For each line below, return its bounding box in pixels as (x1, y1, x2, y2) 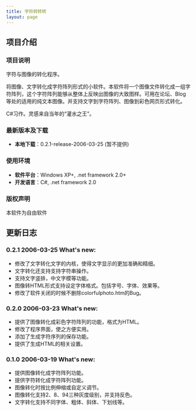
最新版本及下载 (6, 127, 49, 135)
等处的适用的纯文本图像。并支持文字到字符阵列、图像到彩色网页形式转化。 (6, 98, 185, 105)
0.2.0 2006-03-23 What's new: (6, 304, 98, 313)
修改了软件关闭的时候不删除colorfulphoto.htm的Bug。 (14, 289, 145, 296)
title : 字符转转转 (6, 8, 47, 15)
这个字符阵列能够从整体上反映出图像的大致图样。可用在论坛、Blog (26, 90, 186, 97)
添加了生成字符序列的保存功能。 (14, 333, 92, 340)
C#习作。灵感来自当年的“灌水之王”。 (6, 110, 95, 117)
